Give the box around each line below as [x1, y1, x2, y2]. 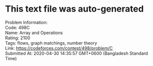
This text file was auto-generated [5, 3, 144, 15]
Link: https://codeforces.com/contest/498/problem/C [5, 45, 113, 51]
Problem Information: [5, 19, 48, 25]
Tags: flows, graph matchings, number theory [5, 40, 97, 46]
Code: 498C [5, 24, 30, 30]
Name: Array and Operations [5, 30, 63, 35]
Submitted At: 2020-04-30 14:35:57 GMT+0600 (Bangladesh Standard [5, 50, 148, 56]
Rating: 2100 [5, 35, 30, 41]
